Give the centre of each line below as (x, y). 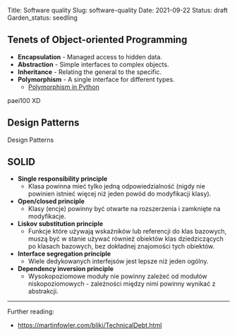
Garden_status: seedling (42, 18)
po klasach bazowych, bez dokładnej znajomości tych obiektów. (121, 246)
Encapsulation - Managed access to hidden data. (90, 56)
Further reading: (31, 312)
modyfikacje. (47, 216)
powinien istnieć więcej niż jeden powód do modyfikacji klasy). (120, 194)
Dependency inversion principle (66, 269)
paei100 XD (24, 100)
